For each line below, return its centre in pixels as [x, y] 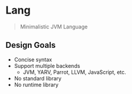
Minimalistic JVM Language [54, 27]
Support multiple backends [47, 66]
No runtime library [36, 85]
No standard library [38, 78]
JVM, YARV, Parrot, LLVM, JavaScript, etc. [75, 72]
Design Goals [30, 45]
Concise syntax [33, 59]
